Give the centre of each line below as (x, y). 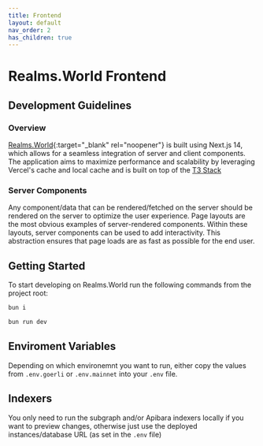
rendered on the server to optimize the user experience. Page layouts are (127, 216)
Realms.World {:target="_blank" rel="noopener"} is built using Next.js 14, (125, 145)
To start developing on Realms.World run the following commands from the (130, 285)
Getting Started (47, 266)
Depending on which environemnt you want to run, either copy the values (127, 365)
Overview (27, 128)
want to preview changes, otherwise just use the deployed (103, 426)
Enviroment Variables (62, 346)
